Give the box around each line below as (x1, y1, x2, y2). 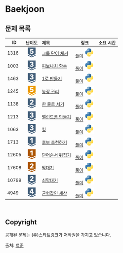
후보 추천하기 (41, 139, 68, 145)
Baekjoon (5, 3, 45, 15)
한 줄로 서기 (41, 101, 64, 107)
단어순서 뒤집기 (41, 152, 71, 158)
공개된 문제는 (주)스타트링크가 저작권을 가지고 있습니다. (5, 232, 112, 238)
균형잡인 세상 (41, 190, 68, 196)
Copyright (5, 218, 37, 226)
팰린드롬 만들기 (41, 114, 71, 119)
